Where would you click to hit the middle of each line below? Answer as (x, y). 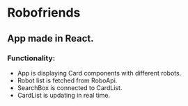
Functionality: (31, 58)
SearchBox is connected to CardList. (70, 87)
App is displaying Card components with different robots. (99, 73)
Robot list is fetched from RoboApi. (67, 80)
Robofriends (44, 13)
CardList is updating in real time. (64, 95)
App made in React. (50, 38)
